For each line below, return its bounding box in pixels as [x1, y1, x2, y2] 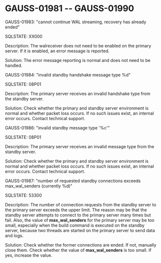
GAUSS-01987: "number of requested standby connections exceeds [5, 178, 141, 184]
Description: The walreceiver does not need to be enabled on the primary [5, 43, 151, 48]
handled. [5, 62, 23, 68]
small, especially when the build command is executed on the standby [5, 222, 145, 228]
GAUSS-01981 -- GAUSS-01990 [5, 3, 134, 14]
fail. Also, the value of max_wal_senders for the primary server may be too [5, 217, 155, 223]
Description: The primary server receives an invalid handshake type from [5, 91, 151, 96]
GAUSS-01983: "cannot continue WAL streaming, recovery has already [5, 19, 146, 25]
